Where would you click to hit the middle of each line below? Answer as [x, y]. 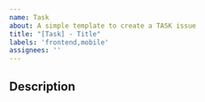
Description [42, 86]
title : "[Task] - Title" [55, 34]
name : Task [29, 17]
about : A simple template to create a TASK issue [103, 26]
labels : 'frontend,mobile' [59, 42]
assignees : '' [35, 51]
